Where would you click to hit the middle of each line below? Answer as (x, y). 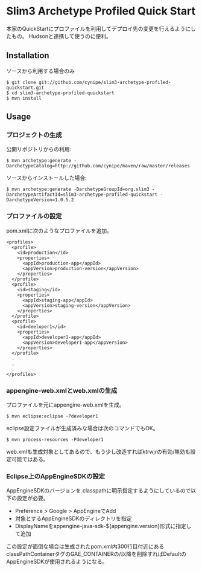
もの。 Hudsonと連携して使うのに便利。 (61, 36)
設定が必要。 (33, 498)
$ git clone (21, 82)
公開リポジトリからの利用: (39, 149)
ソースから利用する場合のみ (41, 71)
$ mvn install (24, 98)
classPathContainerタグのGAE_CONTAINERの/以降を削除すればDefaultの (96, 554)
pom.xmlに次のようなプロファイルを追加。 (59, 230)
